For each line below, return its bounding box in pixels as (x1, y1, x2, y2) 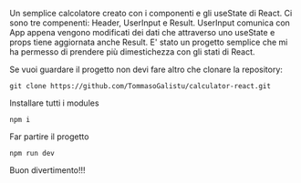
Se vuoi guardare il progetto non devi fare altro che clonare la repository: (9, 64, 283, 75)
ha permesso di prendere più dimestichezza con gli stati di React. (9, 46, 255, 57)
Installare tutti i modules (9, 97, 99, 108)
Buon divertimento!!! (9, 165, 86, 176)
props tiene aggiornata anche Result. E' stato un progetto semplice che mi (9, 36, 288, 47)
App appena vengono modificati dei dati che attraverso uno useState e (9, 27, 275, 37)
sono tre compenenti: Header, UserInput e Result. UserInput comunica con (9, 17, 290, 28)
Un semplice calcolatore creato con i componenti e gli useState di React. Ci (9, 8, 293, 18)
